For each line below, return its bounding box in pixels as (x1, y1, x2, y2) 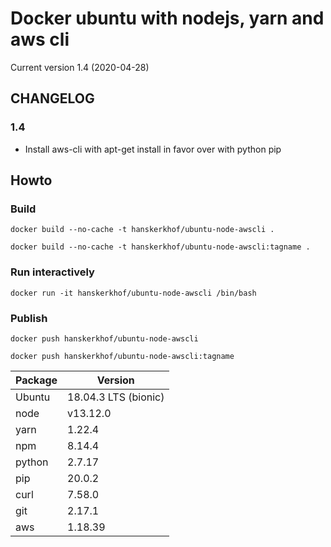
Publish (10, 311, 48, 325)
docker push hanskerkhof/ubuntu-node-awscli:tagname (10, 351, 235, 361)
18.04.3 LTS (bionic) (67, 390, 165, 404)
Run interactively (10, 265, 95, 279)
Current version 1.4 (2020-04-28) (10, 61, 150, 73)
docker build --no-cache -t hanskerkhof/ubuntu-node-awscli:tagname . (10, 242, 311, 252)
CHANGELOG (10, 90, 95, 107)
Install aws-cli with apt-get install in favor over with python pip (24, 143, 282, 155)
